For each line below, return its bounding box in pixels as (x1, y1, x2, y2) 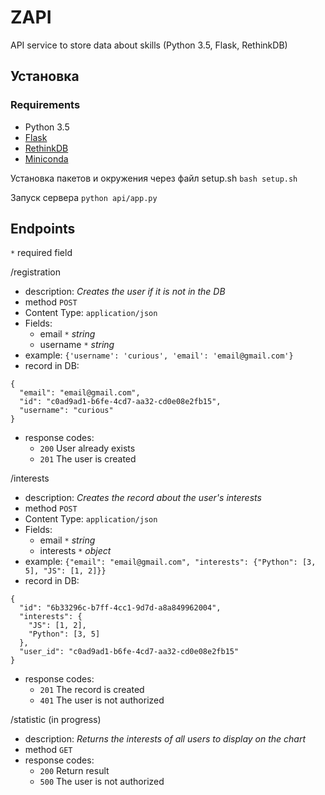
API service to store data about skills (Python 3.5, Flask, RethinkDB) (10, 39, 288, 51)
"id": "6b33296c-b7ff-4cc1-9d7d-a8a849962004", (19, 603, 222, 613)
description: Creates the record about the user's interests (24, 492, 262, 504)
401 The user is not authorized (39, 694, 165, 706)
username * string (39, 339, 115, 351)
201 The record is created (39, 684, 145, 696)
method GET (24, 744, 73, 756)
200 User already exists (39, 442, 136, 455)
